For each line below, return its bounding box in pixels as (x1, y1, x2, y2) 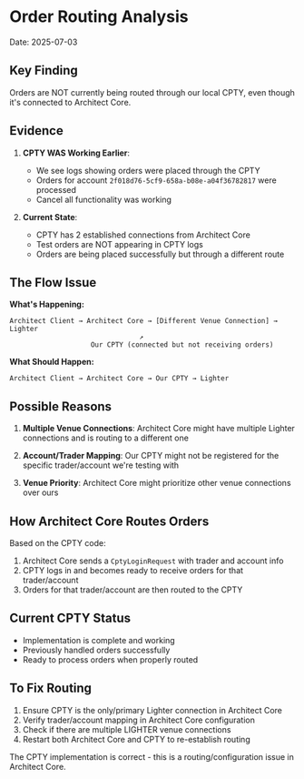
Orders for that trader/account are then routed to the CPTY (22, 584, 243, 595)
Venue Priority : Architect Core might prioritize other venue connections (22, 478, 292, 489)
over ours (22, 487, 59, 498)
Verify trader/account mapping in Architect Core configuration (22, 714, 256, 725)
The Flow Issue (9, 275, 97, 290)
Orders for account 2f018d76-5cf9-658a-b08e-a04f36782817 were (35, 175, 277, 186)
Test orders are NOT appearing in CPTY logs (35, 238, 204, 249)
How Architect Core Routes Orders (9, 513, 210, 529)
